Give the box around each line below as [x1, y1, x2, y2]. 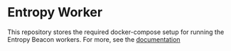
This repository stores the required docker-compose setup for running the [7, 28, 225, 36]
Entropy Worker [7, 4, 103, 21]
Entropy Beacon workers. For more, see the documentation [7, 35, 181, 43]
